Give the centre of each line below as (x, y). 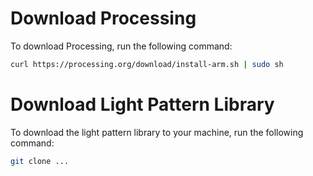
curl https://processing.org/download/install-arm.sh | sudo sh (147, 64)
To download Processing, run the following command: (121, 46)
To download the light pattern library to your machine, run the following (157, 132)
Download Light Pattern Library (142, 104)
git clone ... (40, 161)
